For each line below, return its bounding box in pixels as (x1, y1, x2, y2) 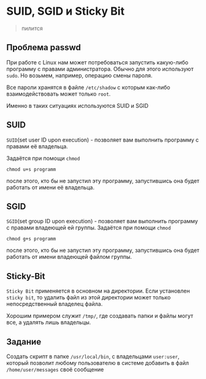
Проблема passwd (6, 42, 81, 53)
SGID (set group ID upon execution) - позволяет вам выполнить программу (6, 218, 198, 225)
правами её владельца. (6, 142, 69, 150)
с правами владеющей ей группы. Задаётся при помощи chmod (6, 224, 171, 231)
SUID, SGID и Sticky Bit (6, 4, 124, 18)
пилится (21, 25, 43, 32)
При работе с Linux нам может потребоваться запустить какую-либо (6, 58, 189, 66)
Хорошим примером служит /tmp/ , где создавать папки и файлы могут (6, 312, 194, 320)
